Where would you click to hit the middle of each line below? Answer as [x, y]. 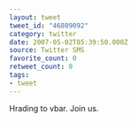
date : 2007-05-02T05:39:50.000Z [68, 42]
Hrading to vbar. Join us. [54, 108]
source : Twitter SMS [47, 50]
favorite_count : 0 [43, 58]
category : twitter [43, 34]
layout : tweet [35, 17]
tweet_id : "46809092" [49, 26]
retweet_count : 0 [41, 67]
